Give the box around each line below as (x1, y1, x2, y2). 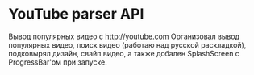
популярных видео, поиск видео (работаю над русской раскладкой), (8, 40, 247, 49)
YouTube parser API (8, 5, 144, 23)
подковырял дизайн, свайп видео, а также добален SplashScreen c (8, 48, 240, 58)
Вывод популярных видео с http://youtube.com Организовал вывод (8, 31, 240, 41)
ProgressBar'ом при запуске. (8, 57, 107, 67)
